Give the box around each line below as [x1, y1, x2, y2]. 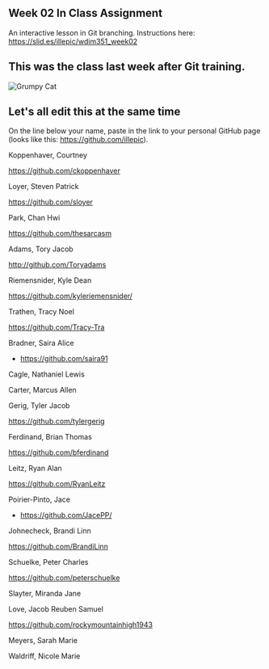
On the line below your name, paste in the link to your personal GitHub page [8, 126, 261, 136]
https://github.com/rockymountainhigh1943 [8, 620, 153, 629]
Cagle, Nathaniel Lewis [8, 369, 85, 379]
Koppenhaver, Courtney [8, 150, 87, 160]
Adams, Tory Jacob [8, 244, 74, 254]
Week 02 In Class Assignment [8, 6, 163, 20]
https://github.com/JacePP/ [19, 511, 112, 520]
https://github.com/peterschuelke [8, 573, 120, 583]
